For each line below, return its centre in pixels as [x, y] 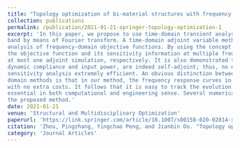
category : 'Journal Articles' [52, 133]
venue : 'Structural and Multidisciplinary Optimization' [94, 113]
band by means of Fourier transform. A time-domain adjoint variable [113, 41]
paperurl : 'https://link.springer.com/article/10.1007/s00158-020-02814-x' [122, 120]
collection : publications [46, 21]
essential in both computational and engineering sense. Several [106, 93]
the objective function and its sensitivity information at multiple [113, 54]
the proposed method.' [41, 100]
